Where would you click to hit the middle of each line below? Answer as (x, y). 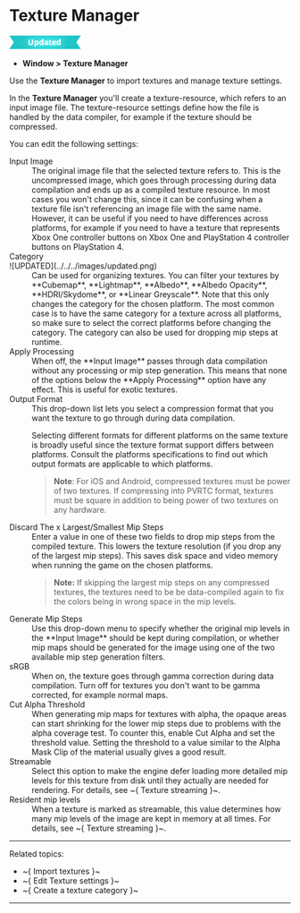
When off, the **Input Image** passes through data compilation (150, 361)
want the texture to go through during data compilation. (133, 418)
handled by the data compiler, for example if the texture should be (131, 116)
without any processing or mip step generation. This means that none (159, 370)
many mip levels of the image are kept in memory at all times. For (151, 818)
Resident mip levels (45, 799)
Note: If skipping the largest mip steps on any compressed (161, 582)
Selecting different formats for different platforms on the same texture (160, 435)
